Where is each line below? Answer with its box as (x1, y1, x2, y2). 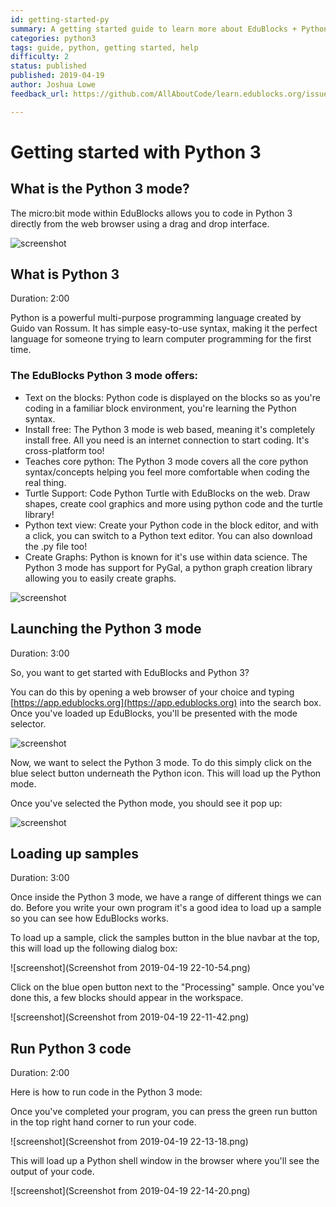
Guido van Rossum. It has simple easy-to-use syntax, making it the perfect (10, 322, 318, 335)
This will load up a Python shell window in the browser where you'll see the (10, 1155, 320, 1167)
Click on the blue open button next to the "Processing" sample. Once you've (10, 981, 325, 993)
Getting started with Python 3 (10, 141, 262, 163)
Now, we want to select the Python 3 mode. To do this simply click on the (10, 756, 312, 768)
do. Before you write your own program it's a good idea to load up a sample (10, 902, 322, 914)
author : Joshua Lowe (10, 80, 97, 90)
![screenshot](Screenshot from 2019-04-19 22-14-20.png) (10, 1185, 251, 1197)
